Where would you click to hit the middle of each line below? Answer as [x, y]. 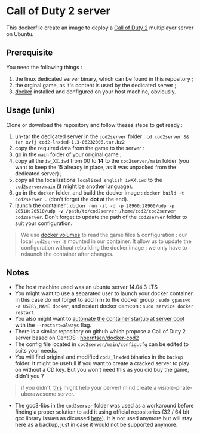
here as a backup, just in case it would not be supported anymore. [96, 425]
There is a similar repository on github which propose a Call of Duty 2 [100, 332]
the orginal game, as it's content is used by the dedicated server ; [96, 85]
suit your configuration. [44, 223]
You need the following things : [44, 67]
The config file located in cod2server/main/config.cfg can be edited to [102, 344]
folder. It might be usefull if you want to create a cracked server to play [102, 363]
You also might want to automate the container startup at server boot [100, 319]
